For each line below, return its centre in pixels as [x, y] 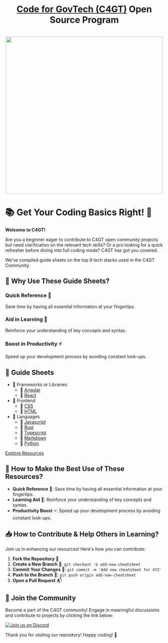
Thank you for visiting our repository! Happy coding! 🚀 [61, 635]
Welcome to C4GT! [26, 229]
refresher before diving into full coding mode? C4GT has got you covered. [82, 250]
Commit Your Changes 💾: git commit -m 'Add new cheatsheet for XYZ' [87, 569]
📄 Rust [27, 427]
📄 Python [29, 443]
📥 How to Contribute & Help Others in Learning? [82, 534]
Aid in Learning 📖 [26, 319]
